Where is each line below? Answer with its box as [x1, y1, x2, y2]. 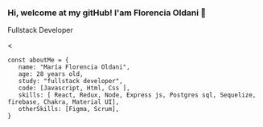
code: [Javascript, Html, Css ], [18, 84, 130, 93]
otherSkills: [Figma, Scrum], [18, 105, 120, 113]
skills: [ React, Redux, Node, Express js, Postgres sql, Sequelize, [18, 91, 257, 99]
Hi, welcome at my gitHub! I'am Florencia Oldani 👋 [7, 7, 207, 18]
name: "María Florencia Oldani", [18, 63, 130, 71]
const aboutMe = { [7, 56, 69, 65]
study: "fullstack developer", [18, 77, 124, 85]
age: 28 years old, [18, 70, 84, 78]
